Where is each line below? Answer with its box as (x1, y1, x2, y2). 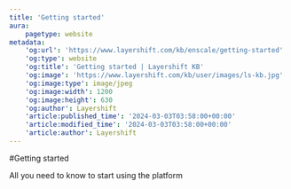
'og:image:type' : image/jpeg (25, 79, 133, 88)
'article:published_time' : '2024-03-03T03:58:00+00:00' (25, 112, 237, 121)
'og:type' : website (25, 54, 98, 63)
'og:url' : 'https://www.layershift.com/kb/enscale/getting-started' (25, 46, 284, 55)
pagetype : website (25, 29, 93, 38)
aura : (9, 21, 29, 30)
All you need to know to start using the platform (9, 169, 184, 180)
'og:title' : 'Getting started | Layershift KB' (25, 63, 204, 72)
